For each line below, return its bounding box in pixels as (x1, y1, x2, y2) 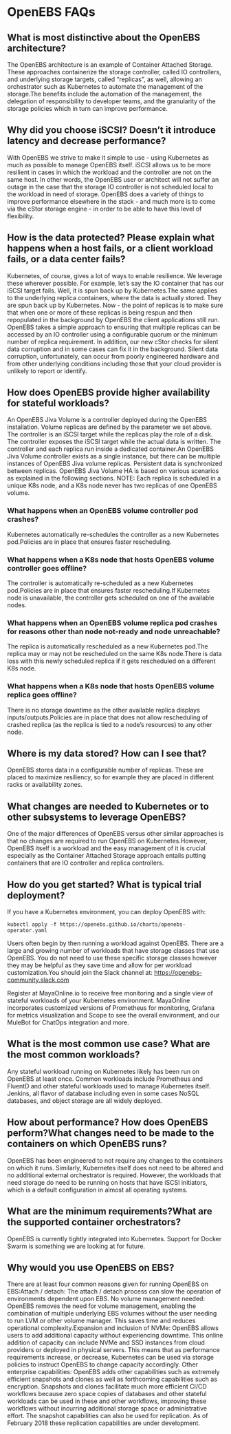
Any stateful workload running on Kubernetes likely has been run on (7, 1067, 200, 1075)
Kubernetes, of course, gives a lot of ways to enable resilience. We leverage (7, 271, 223, 280)
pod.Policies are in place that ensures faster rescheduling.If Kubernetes (7, 587, 210, 595)
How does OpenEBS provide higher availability (7, 387, 210, 399)
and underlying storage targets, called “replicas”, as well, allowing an (7, 75, 203, 83)
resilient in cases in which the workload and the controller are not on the (7, 168, 212, 176)
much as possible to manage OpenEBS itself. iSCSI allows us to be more (7, 160, 211, 169)
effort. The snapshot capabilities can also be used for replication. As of (7, 1412, 208, 1420)
